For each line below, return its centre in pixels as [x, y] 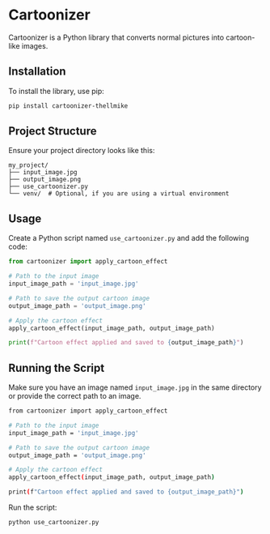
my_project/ [28, 165]
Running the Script [57, 367]
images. [35, 45]
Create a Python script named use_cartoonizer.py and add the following [129, 238]
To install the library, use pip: [57, 91]
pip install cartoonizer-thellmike [68, 106]
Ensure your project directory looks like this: [82, 151]
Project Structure [53, 131]
